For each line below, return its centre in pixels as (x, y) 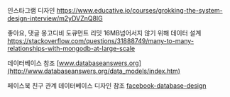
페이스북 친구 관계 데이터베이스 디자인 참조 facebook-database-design (107, 86)
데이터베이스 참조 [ (33, 63)
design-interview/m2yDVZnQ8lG (55, 18)
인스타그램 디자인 (31, 10)
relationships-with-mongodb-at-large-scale (71, 48)
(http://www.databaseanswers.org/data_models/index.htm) (94, 71)
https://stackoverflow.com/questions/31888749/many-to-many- (100, 41)
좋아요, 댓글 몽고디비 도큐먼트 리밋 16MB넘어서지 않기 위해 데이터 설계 (104, 33)
